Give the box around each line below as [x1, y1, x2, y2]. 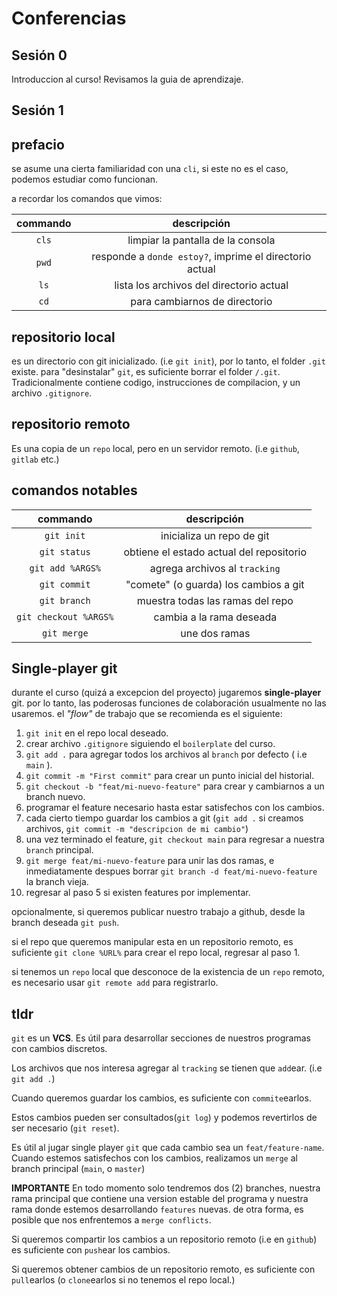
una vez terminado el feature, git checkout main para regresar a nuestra [25, 833, 325, 846]
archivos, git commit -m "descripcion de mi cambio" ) [25, 823, 249, 835]
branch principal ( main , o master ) [11, 1163, 146, 1175]
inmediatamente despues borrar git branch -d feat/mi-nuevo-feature [25, 865, 318, 877]
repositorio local [11, 328, 116, 346]
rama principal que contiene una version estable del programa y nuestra [11, 1193, 309, 1205]
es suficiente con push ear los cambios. [11, 1244, 171, 1256]
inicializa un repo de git [160, 528, 270, 542]
